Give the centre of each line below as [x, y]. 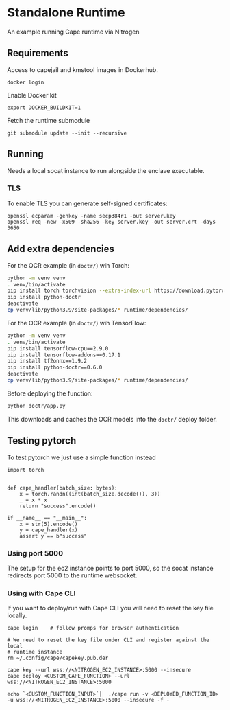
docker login [26, 82]
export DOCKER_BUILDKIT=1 [44, 108]
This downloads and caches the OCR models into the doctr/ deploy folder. [112, 419]
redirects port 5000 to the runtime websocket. [72, 575]
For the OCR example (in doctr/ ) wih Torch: [68, 265]
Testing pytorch [42, 441]
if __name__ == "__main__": [47, 518]
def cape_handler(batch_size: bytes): [62, 488]
